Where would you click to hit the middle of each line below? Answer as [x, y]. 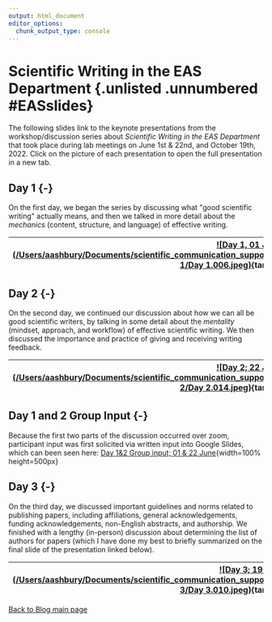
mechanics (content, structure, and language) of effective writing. [118, 225]
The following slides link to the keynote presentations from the [113, 128]
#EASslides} [51, 105]
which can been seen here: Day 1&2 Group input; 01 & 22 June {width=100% [135, 453]
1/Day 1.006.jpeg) [215, 265]
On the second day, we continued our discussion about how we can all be [132, 312]
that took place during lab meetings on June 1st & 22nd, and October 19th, [132, 145]
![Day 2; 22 [238, 367]
